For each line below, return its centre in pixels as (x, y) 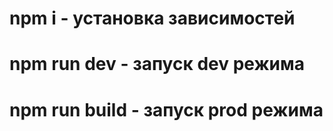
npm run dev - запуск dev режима (157, 64)
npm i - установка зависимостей (152, 18)
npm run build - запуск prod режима (166, 109)
